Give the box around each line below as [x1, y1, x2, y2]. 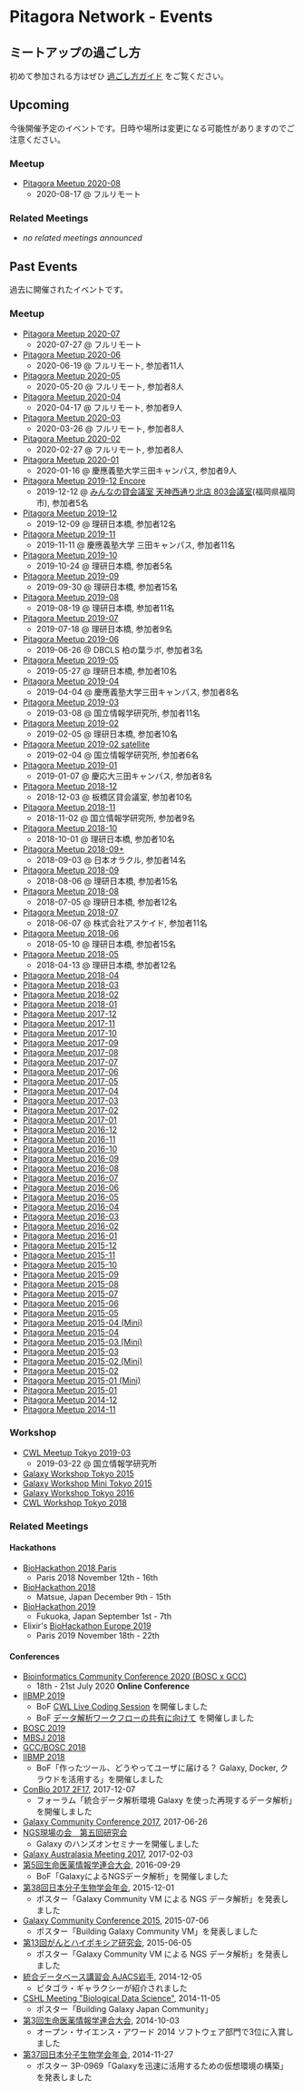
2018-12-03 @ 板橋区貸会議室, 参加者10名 [35, 791, 192, 802]
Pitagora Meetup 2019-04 [22, 675, 120, 687]
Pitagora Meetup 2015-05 [22, 1307, 119, 1318]
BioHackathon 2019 [22, 1600, 96, 1611]
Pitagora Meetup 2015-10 [22, 1259, 118, 1270]
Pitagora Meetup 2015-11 [22, 1249, 116, 1260]
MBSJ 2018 [22, 1732, 66, 1743]
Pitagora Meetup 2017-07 [22, 1056, 118, 1067]
